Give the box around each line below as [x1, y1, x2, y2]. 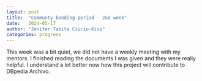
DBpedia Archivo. [6, 68, 51, 75]
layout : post [6, 9, 40, 15]
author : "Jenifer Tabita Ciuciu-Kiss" [6, 26, 105, 32]
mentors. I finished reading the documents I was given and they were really [6, 55, 196, 62]
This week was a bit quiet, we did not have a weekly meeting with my [6, 48, 181, 55]
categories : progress [6, 32, 62, 38]
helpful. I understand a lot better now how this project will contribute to [6, 62, 185, 69]
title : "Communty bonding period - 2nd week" [6, 15, 127, 21]
